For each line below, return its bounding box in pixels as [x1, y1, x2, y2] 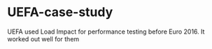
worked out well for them [7, 34, 80, 43]
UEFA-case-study [7, 4, 113, 20]
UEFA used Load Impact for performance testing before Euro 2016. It [7, 27, 205, 36]
